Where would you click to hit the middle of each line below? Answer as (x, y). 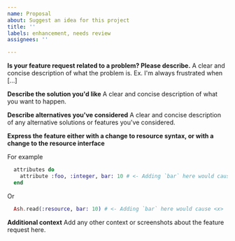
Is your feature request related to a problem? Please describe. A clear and (116, 66)
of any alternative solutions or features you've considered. (92, 122)
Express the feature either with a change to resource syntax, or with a (111, 136)
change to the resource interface (56, 143)
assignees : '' (28, 40)
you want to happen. (37, 101)
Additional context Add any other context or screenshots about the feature (116, 222)
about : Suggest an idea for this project (69, 20)
